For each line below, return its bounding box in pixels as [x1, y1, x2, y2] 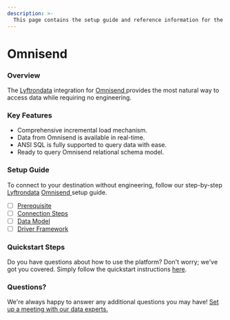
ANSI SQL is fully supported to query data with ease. [17, 141, 167, 149]
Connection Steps [17, 209, 69, 217]
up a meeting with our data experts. [7, 305, 108, 313]
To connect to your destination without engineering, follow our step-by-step [7, 181, 222, 189]
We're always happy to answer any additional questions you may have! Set [7, 298, 219, 306]
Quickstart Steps [7, 242, 65, 251]
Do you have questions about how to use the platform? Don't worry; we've [7, 258, 218, 266]
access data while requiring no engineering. [7, 93, 132, 102]
